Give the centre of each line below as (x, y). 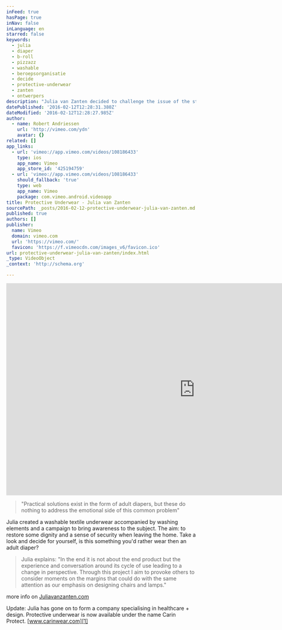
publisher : (20, 225)
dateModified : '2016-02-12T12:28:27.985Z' (60, 113)
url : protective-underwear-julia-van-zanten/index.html (78, 253)
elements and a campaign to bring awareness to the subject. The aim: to (96, 528)
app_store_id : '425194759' (51, 169)
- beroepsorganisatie (39, 74)
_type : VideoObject (31, 259)
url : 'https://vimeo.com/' (45, 242)
